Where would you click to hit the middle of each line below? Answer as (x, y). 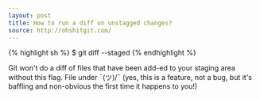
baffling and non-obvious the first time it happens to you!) (103, 86)
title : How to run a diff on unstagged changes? (90, 23)
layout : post (30, 15)
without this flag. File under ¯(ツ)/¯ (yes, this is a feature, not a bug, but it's (130, 78)
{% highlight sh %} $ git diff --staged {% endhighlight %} (102, 53)
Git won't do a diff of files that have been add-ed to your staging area (122, 68)
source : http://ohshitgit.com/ (60, 30)
